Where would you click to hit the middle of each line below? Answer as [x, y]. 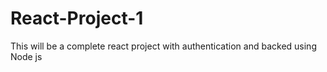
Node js [26, 56]
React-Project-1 [77, 18]
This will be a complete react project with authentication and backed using [163, 46]
